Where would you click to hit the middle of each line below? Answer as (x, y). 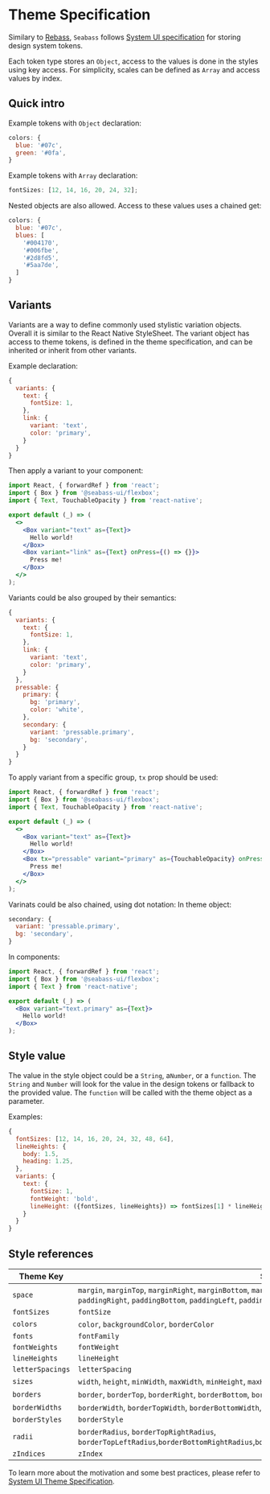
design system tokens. (45, 45)
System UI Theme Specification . (61, 1481)
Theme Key (41, 1276)
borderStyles (37, 1419)
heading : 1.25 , (48, 1161)
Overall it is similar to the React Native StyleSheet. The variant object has (129, 333)
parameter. (27, 1101)
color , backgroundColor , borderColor (146, 1323)
